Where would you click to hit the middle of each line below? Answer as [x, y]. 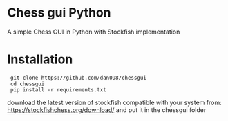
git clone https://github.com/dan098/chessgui [78, 78]
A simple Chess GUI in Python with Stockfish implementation [94, 32]
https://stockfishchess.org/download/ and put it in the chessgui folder [107, 110]
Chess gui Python [59, 13]
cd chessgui [27, 84]
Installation [40, 59]
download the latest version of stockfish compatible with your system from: [115, 102]
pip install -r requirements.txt [58, 90]
